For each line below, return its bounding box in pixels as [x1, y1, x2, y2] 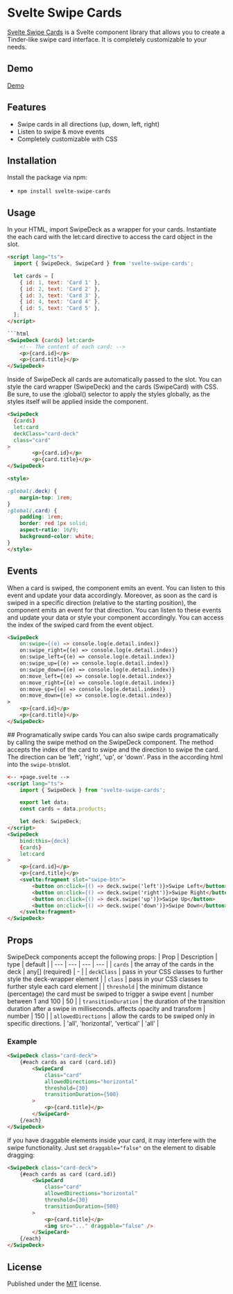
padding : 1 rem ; [19, 513, 64, 521]
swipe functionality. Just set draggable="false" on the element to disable [7, 1143, 216, 1151]
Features [7, 102, 46, 113]
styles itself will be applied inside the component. [7, 398, 148, 406]
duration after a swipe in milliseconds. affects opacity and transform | [7, 1004, 206, 1012]
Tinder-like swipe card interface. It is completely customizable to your [7, 35, 207, 43]
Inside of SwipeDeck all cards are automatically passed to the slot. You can [7, 375, 222, 384]
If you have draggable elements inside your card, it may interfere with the [7, 1135, 216, 1145]
